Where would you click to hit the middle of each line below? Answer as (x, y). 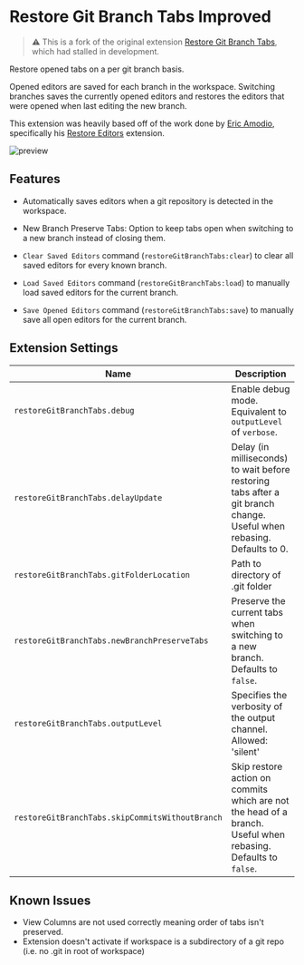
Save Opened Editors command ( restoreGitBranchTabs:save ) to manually (158, 309)
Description (261, 374)
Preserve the (258, 600)
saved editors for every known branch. (95, 265)
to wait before (261, 469)
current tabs (257, 612)
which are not (260, 800)
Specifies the (259, 695)
